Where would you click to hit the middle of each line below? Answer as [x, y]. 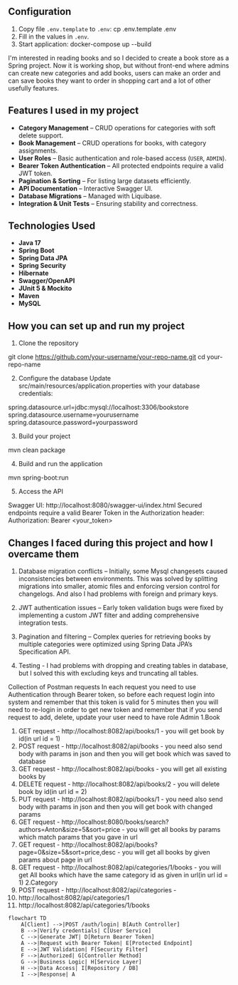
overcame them [44, 554]
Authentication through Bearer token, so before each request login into [112, 695]
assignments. [38, 150]
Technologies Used [52, 226]
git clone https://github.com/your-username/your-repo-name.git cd [107, 357]
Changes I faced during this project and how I [110, 543]
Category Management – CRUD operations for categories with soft [117, 128]
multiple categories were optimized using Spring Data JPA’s [105, 644]
